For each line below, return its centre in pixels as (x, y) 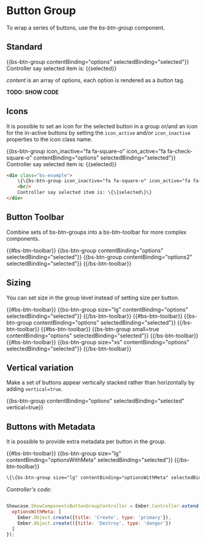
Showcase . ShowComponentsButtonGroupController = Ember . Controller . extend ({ (105, 506)
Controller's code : (29, 490)
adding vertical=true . (35, 389)
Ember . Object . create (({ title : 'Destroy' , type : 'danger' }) (94, 523)
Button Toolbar (35, 218)
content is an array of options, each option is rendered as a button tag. (96, 80)
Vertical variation (40, 368)
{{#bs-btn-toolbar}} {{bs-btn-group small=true (100, 329)
